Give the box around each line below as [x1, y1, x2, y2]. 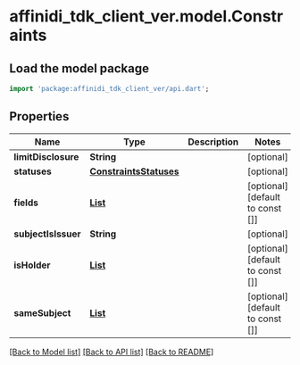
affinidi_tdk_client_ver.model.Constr [9, 6, 284, 27]
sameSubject [13, 306, 71, 319]
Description [187, 136, 239, 148]
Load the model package [9, 61, 150, 76]
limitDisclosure [13, 150, 79, 162]
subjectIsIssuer [13, 228, 82, 240]
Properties [9, 109, 70, 124]
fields [13, 196, 38, 209]
